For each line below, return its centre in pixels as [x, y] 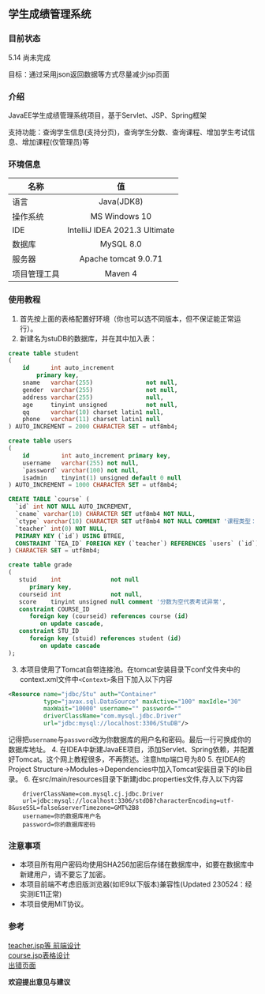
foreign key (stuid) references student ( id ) [105, 638]
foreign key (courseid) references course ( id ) [109, 616]
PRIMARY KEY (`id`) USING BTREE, [70, 536]
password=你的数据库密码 [59, 825]
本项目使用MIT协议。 [54, 904]
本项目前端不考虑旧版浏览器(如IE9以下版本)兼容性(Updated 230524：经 [136, 884]
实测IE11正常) [41, 894]
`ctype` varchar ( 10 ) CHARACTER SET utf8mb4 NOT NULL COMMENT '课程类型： [136, 521]
